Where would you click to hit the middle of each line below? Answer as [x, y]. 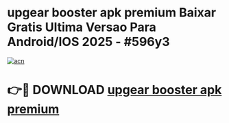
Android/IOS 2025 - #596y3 [88, 42]
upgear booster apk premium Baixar [112, 13]
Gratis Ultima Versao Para [82, 27]
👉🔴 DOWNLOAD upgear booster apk [114, 90]
